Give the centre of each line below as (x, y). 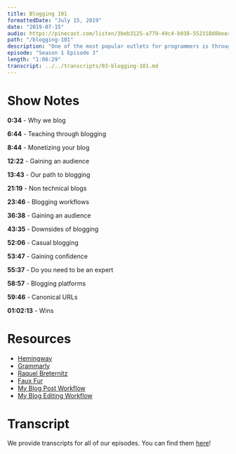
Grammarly (34, 366)
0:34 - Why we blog (37, 120)
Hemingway (35, 358)
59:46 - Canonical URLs (42, 297)
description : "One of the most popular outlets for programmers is (108, 46)
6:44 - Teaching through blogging (57, 133)
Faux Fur (30, 380)
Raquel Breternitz (42, 373)
